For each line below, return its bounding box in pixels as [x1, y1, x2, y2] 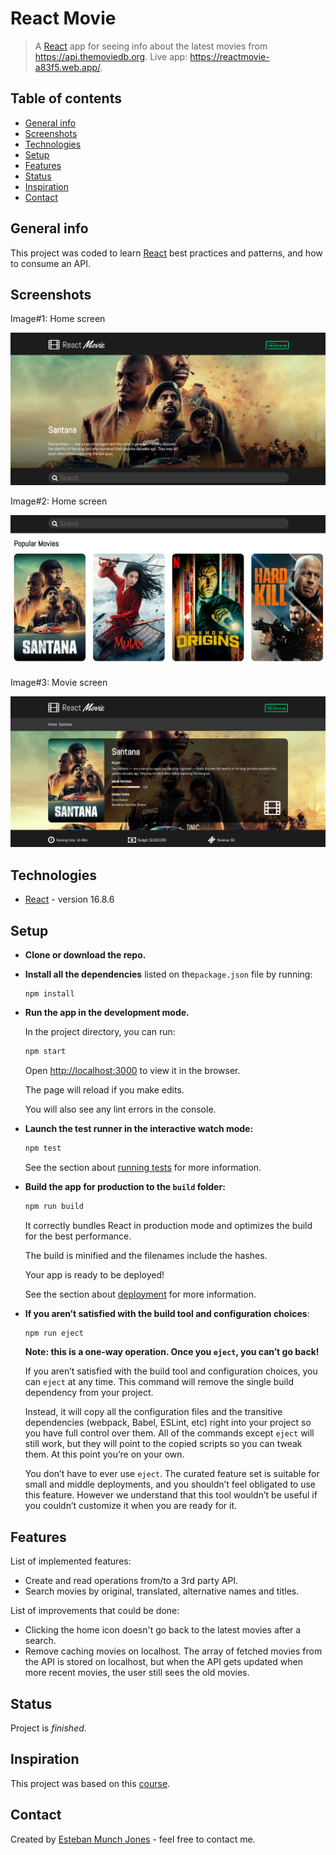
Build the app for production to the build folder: [24, 1180, 226, 1192]
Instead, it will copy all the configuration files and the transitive [24, 1406, 283, 1418]
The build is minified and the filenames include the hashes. [24, 1249, 268, 1261]
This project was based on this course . [10, 1777, 171, 1789]
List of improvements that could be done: [10, 1605, 180, 1617]
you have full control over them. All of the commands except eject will [24, 1427, 315, 1439]
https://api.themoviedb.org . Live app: [34, 50, 188, 62]
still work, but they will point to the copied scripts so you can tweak [24, 1438, 303, 1450]
